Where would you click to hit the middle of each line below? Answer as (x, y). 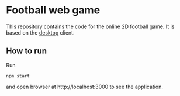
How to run (27, 51)
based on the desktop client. (40, 32)
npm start (18, 76)
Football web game (53, 10)
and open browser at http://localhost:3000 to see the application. (85, 87)
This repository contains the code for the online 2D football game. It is (90, 26)
